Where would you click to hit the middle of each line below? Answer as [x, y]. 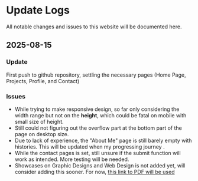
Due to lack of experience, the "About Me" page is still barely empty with [103, 140]
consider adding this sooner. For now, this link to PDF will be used [95, 172]
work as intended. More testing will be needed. [72, 159]
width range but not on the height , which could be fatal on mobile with [100, 115]
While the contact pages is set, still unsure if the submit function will [98, 153]
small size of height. [39, 121]
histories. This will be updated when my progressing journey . [90, 147]
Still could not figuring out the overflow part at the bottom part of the [98, 128]
